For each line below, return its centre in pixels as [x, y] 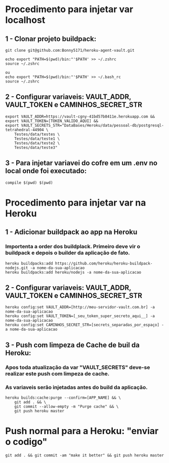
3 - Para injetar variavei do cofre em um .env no [81, 163]
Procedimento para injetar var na [76, 202]
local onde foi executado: [46, 171]
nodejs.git [17, 268]
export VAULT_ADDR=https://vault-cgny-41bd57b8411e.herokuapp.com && [80, 117]
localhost [25, 20]
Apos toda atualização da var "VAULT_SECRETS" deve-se [78, 367]
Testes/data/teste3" [36, 147]
